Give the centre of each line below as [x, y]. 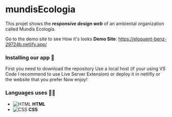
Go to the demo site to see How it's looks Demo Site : [61, 39]
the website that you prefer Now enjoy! [46, 80]
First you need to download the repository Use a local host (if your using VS [85, 69]
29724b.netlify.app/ [26, 44]
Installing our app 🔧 [30, 57]
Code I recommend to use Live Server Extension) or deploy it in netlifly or [83, 74]
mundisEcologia [41, 9]
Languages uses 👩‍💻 [30, 93]
